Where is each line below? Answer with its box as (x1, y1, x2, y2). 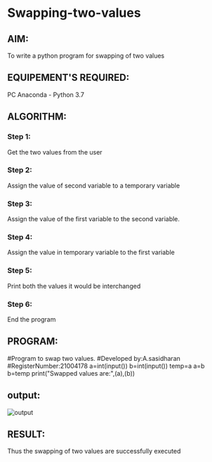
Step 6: (7, 299, 33, 309)
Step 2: (7, 165, 33, 175)
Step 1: (7, 132, 31, 142)
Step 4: (7, 232, 33, 242)
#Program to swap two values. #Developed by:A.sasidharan (7, 354, 181, 362)
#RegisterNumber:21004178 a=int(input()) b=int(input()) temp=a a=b (7, 362, 205, 370)
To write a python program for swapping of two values (7, 51, 165, 60)
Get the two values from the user (7, 147, 103, 156)
